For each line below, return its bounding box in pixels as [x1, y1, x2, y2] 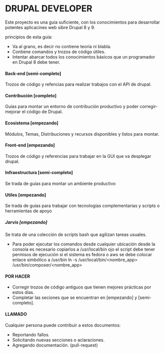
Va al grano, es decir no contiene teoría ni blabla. [12, 43, 111, 49]
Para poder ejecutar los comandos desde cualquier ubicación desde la [12, 241, 156, 247]
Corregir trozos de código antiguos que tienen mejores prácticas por [12, 284, 151, 290]
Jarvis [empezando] [5, 219, 48, 225]
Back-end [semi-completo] [5, 70, 61, 76]
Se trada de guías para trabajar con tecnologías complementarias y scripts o [5, 203, 160, 209]
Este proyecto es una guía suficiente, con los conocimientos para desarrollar [5, 19, 161, 25]
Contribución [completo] [5, 92, 56, 98]
